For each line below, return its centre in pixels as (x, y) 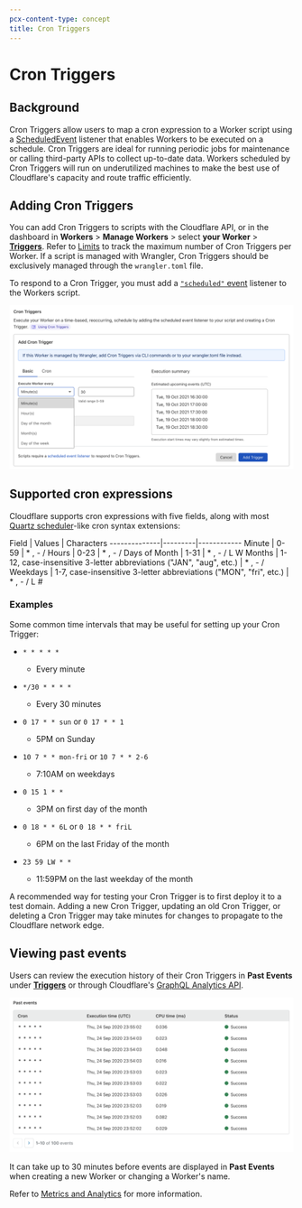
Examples (32, 605)
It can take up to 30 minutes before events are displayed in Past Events (142, 1167)
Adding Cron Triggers (71, 205)
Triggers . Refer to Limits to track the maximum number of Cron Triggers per (151, 246)
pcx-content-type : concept (60, 19)
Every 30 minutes (69, 703)
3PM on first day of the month (92, 809)
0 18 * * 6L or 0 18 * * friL (77, 826)
